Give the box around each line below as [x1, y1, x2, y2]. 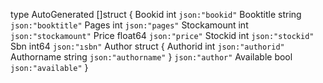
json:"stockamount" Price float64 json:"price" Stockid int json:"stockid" [10, 30, 315, 41]
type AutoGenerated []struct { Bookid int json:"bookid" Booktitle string [10, 9, 302, 20]
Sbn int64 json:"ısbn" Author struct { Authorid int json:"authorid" [10, 40, 285, 52]
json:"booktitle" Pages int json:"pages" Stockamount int [10, 19, 249, 31]
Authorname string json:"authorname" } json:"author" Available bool [10, 51, 293, 63]
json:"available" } [10, 62, 89, 73]
